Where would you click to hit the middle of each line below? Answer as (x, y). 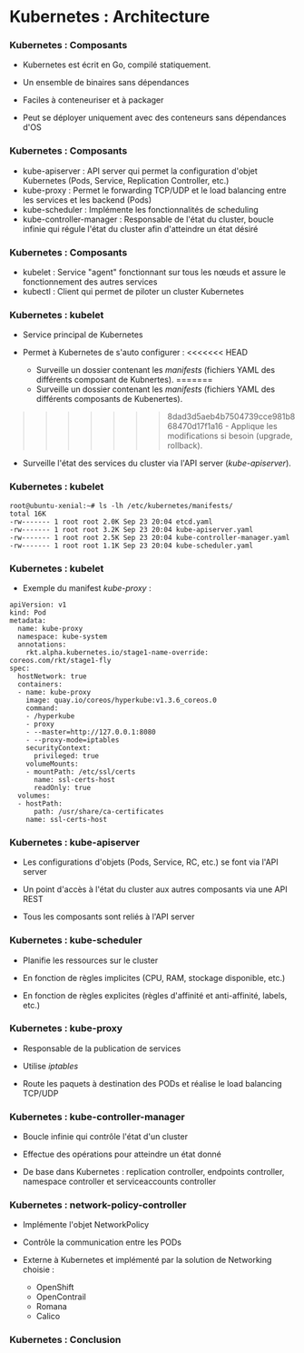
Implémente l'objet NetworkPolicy (86, 1225)
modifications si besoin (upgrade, (230, 436)
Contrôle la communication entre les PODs (102, 1242)
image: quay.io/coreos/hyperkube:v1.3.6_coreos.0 (122, 700)
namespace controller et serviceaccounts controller (119, 1182)
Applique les (255, 426)
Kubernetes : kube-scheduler (76, 940)
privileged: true (66, 756)
